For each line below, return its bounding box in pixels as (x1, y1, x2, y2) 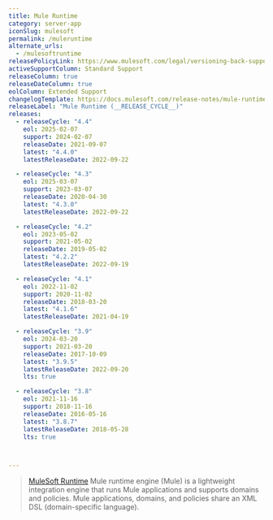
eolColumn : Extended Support (8, 87, 107, 96)
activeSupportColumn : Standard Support (8, 65, 144, 73)
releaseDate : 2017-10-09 (23, 350, 107, 358)
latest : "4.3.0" (23, 200, 79, 208)
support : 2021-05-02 (23, 237, 93, 246)
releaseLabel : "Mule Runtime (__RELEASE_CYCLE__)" (8, 102, 184, 110)
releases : (8, 110, 42, 119)
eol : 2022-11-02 (23, 282, 79, 291)
